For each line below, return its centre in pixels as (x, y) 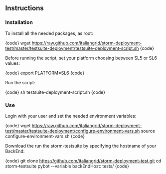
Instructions (24, 8)
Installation (19, 22)
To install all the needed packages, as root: (49, 33)
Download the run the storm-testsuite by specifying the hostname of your (81, 146)
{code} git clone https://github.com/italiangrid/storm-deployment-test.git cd (83, 161)
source (148, 131)
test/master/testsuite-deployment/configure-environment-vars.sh (73, 131)
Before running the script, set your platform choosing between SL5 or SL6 (81, 58)
